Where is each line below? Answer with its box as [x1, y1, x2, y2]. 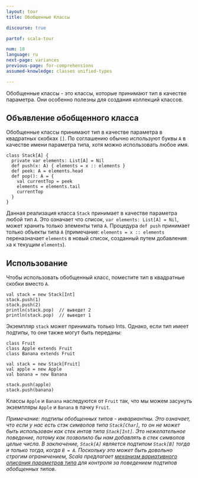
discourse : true [6, 25, 46, 31]
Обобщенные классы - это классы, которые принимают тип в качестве [6, 89, 187, 96]
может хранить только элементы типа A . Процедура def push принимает [6, 222, 190, 230]
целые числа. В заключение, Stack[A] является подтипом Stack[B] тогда [6, 440, 190, 447]
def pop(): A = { [11, 173, 54, 179]
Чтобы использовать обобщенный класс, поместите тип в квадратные [6, 274, 185, 281]
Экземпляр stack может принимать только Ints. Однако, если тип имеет [6, 323, 189, 330]
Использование [6, 258, 68, 268]
